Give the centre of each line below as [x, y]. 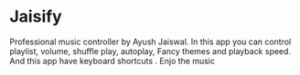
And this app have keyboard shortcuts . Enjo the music [112, 61]
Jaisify [36, 17]
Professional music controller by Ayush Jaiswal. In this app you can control [150, 42]
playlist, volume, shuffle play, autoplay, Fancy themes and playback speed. [150, 51]
